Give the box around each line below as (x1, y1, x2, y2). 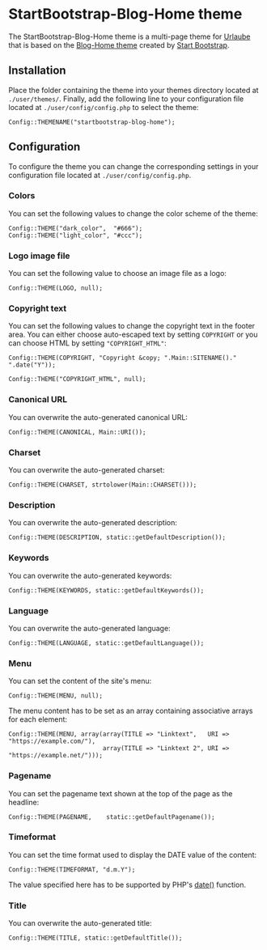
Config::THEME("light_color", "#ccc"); (8, 231, 143, 240)
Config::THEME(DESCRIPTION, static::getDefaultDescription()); (8, 533, 227, 542)
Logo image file (8, 250, 70, 261)
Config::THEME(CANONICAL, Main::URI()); (8, 428, 147, 436)
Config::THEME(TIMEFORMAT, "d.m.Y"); (8, 865, 136, 874)
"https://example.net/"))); (8, 752, 104, 760)
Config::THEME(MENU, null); (8, 692, 104, 700)
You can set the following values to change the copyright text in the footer (8, 321, 256, 331)
